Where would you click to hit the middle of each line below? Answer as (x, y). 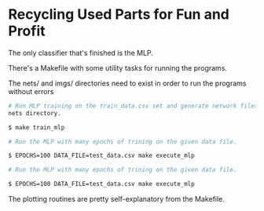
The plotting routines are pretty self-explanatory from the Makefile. (117, 199)
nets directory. (35, 113)
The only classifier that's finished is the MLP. (81, 53)
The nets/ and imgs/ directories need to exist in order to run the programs (127, 83)
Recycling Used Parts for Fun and (119, 15)
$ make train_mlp (37, 127)
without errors (31, 91)
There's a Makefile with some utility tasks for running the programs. (118, 67)
